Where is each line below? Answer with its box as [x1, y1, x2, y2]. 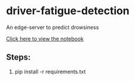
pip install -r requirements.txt [14, 68, 86, 75]
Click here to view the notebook [6, 35, 84, 42]
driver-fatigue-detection [6, 4, 130, 18]
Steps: [6, 52, 31, 63]
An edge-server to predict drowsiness [6, 24, 99, 31]
